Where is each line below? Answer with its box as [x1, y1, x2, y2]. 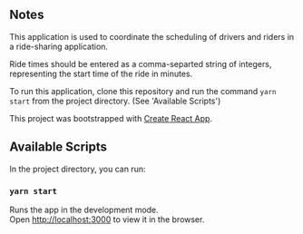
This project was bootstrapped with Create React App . [9, 112, 213, 123]
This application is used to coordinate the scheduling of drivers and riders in [9, 31, 295, 42]
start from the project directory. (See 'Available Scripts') [9, 95, 221, 106]
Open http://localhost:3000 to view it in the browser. [9, 213, 205, 225]
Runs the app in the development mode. [9, 204, 159, 215]
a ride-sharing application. [9, 41, 109, 52]
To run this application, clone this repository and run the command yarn [9, 85, 277, 96]
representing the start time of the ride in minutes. [9, 68, 193, 79]
